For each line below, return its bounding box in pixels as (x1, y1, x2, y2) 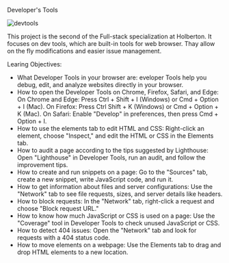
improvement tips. (16, 161, 68, 168)
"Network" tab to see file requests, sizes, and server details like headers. (16, 190, 223, 198)
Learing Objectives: (7, 60, 62, 68)
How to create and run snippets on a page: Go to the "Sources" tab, (16, 168, 208, 176)
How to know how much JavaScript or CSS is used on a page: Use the (16, 212, 215, 220)
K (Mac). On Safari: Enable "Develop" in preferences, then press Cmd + (16, 110, 219, 118)
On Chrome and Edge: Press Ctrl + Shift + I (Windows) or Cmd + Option (16, 95, 219, 103)
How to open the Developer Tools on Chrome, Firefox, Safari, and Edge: (16, 88, 219, 96)
